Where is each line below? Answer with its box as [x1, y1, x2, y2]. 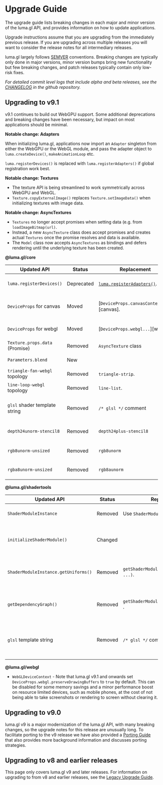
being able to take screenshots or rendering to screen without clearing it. [12, 694, 158, 700]
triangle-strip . [98, 370, 135, 377]
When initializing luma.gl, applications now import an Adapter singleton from [5, 141, 157, 146]
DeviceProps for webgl [7, 325, 58, 332]
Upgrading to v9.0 [5, 708, 62, 717]
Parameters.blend [7, 357, 48, 362]
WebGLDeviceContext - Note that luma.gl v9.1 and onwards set [12, 673, 133, 679]
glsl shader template [7, 402, 56, 408]
